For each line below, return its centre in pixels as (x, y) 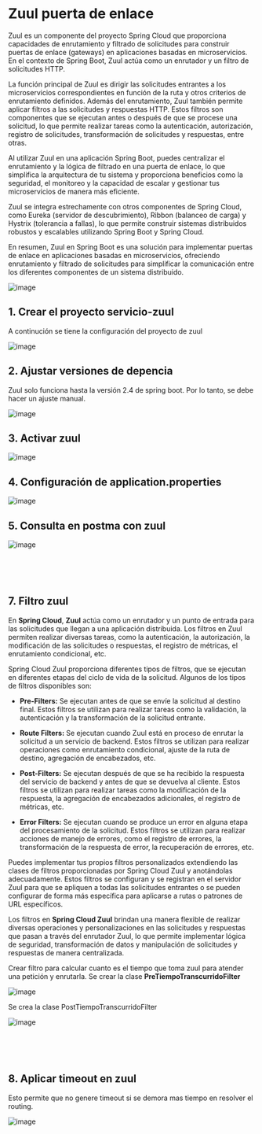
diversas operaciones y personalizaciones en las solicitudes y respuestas (127, 927)
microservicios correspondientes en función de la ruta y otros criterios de (127, 92)
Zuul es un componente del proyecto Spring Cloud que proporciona (117, 35)
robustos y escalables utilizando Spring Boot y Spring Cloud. (106, 231)
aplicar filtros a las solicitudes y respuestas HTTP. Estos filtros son (116, 109)
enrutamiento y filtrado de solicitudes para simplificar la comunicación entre (131, 264)
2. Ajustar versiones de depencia (91, 371)
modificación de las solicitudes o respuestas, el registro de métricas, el (123, 645)
